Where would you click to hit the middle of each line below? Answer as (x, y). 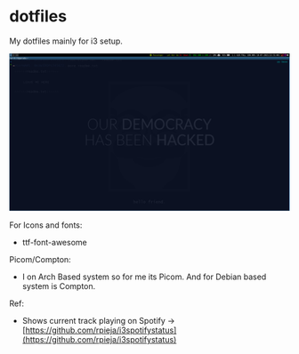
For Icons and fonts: (46, 225)
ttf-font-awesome (54, 243)
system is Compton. (59, 286)
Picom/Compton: (40, 260)
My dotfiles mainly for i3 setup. (66, 41)
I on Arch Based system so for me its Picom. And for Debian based (144, 277)
